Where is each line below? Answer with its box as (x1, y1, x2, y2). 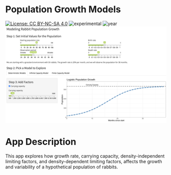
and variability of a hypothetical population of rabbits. (5, 164, 118, 170)
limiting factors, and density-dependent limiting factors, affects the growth (5, 159, 162, 165)
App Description (5, 136, 77, 148)
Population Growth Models (5, 4, 121, 15)
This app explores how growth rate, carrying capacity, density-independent (5, 153, 165, 159)
